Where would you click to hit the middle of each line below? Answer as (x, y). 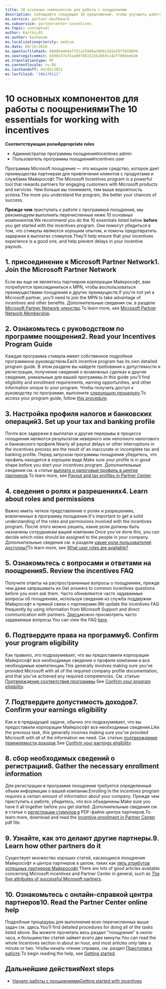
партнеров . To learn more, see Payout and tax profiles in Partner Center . (79, 475)
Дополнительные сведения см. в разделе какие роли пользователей (78, 542)
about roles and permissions (50, 499)
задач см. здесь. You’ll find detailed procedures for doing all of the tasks (79, 927)
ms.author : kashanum (26, 38)
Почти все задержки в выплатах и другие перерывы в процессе (73, 433)
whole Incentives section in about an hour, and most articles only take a (78, 943)
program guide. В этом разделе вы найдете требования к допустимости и (83, 366)
